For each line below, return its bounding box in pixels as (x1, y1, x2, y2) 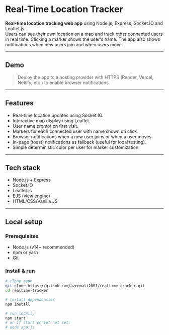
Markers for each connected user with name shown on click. (12, 128, 138, 134)
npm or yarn (12, 249, 38, 256)
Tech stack (5, 163, 41, 172)
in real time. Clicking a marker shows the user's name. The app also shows (5, 36, 160, 42)
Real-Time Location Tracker (5, 4, 123, 15)
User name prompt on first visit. (12, 123, 78, 129)
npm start (5, 315, 26, 320)
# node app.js (5, 325, 35, 330)
